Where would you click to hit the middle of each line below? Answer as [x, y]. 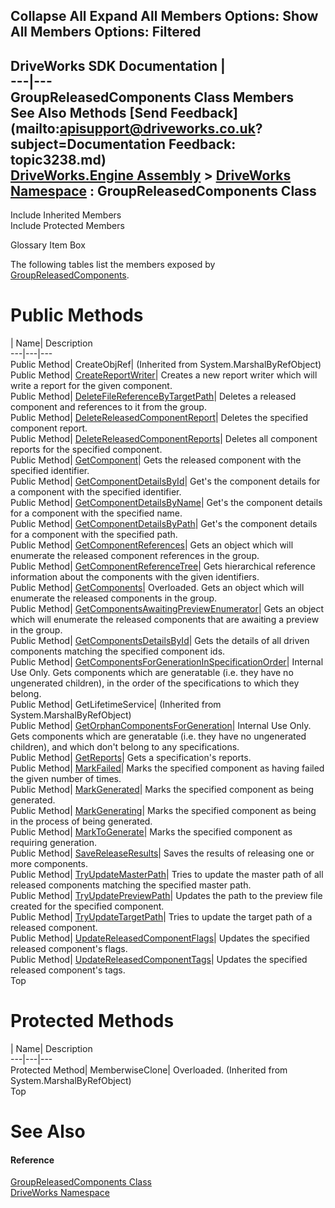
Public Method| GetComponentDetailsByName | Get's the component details [166, 503]
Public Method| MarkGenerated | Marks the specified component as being [162, 790]
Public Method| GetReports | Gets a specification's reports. [131, 758]
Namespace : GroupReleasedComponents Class [163, 190]
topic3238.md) [58, 159]
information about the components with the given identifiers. [135, 577]
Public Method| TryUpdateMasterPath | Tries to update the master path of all [167, 875]
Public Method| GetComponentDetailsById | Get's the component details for [165, 481]
